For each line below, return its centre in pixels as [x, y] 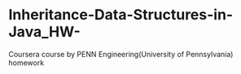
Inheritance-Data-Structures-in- [121, 15]
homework [26, 63]
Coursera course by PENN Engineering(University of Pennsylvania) [121, 54]
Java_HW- [45, 32]
